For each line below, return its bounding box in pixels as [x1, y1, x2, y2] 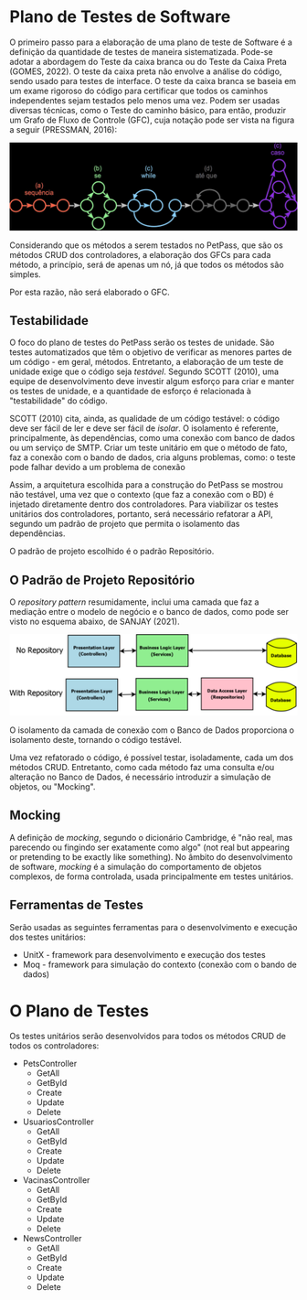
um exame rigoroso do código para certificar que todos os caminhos [9, 85, 269, 96]
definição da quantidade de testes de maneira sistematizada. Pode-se [9, 46, 273, 57]
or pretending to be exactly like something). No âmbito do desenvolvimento [9, 851, 293, 862]
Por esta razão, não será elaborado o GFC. [9, 286, 171, 297]
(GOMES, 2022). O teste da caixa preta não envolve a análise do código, [9, 66, 282, 77]
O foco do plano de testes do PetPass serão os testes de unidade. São [9, 337, 275, 349]
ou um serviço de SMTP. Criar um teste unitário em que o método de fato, [9, 442, 288, 454]
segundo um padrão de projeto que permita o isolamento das [9, 519, 240, 530]
